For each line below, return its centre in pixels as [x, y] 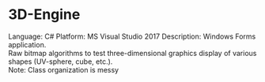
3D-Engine [44, 15]
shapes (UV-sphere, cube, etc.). [61, 61]
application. [27, 44]
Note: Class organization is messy [64, 69]
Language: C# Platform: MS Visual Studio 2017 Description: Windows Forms [132, 36]
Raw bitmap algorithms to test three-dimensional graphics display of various [132, 53]
